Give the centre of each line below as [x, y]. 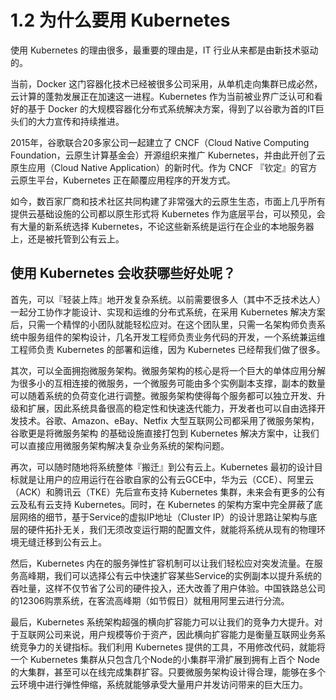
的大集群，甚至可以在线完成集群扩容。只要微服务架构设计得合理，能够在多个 [168, 672]
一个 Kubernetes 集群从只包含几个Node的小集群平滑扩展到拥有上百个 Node [165, 659]
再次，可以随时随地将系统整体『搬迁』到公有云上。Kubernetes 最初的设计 [162, 467]
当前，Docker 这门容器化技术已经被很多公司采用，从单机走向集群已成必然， [166, 83]
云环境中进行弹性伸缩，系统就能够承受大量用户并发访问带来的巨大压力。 [159, 684]
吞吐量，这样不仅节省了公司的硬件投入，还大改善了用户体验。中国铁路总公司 [168, 588]
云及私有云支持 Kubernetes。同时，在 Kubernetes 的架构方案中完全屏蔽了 [162, 504]
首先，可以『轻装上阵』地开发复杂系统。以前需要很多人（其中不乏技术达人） [168, 299]
